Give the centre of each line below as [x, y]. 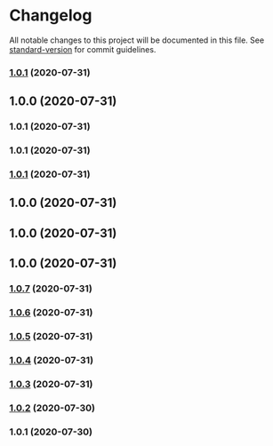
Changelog [51, 16]
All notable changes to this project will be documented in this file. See [137, 40]
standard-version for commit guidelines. [83, 49]
